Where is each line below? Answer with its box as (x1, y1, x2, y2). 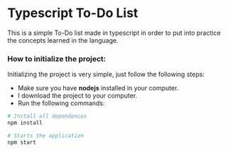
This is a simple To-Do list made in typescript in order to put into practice (7, 28, 222, 37)
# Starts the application (7, 132, 84, 139)
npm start (7, 139, 37, 146)
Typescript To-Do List (7, 5, 139, 21)
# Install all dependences (7, 112, 87, 120)
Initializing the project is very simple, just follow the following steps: (7, 70, 205, 79)
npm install (7, 120, 43, 127)
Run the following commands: (17, 99, 105, 107)
